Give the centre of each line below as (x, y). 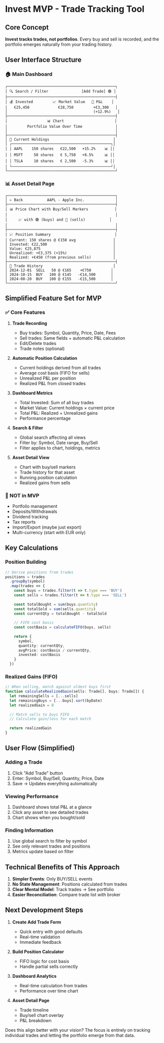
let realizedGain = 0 (32, 705)
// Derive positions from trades (39, 572)
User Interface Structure (43, 60)
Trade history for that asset (47, 472)
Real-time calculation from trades (53, 985)
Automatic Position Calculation (45, 358)
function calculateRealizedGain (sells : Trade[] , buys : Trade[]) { (75, 692)
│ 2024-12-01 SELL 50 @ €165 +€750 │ (59, 270)
